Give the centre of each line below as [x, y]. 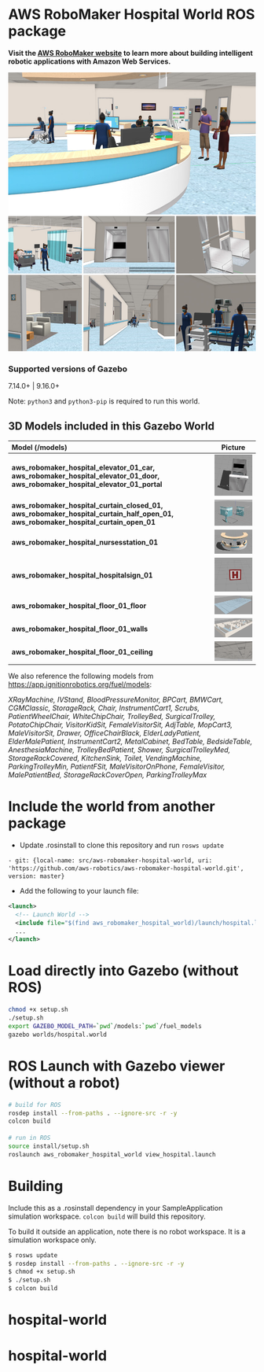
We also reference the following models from [81, 676]
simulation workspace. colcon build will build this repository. [107, 1216]
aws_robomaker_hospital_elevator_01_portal [87, 484]
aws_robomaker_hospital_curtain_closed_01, [87, 505]
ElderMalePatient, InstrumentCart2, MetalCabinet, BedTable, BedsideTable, [130, 741]
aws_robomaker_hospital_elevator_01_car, [83, 467]
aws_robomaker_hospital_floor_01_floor [79, 606]
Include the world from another [112, 807]
